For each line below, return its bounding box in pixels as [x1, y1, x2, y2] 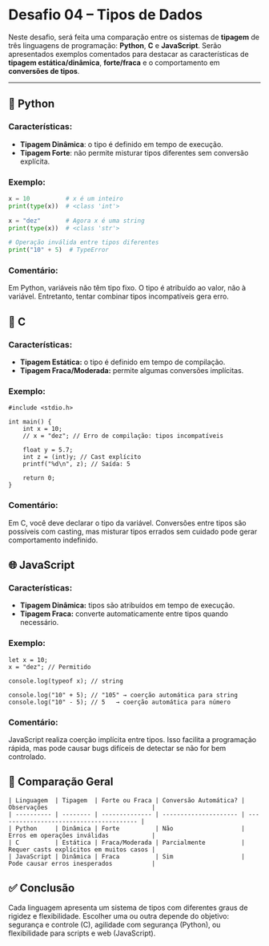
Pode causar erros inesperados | [8, 859, 156, 867]
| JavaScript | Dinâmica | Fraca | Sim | [8, 852, 246, 860]
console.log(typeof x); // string [8, 676, 124, 685]
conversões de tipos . [8, 66, 80, 75]
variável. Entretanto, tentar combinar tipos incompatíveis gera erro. [8, 291, 230, 302]
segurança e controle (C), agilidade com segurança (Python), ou [8, 920, 221, 929]
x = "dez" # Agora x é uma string [8, 217, 146, 225]
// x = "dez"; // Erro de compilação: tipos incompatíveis [22, 432, 224, 441]
